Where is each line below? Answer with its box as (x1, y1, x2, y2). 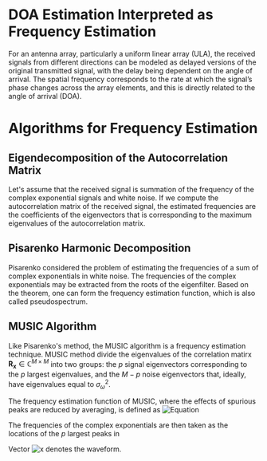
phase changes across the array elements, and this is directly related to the (8, 82, 256, 93)
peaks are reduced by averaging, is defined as (8, 405, 161, 415)
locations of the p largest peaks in (8, 429, 120, 439)
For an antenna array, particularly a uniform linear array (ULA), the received (8, 49, 256, 58)
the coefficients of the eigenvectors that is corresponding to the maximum (8, 210, 253, 219)
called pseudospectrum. (8, 297, 88, 306)
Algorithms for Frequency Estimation (8, 120, 258, 137)
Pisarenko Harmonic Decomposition (8, 242, 191, 255)
